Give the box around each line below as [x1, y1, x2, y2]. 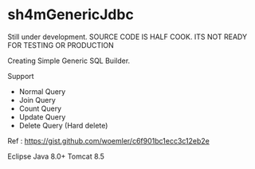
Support [7, 71, 34, 81]
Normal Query [18, 86, 66, 96]
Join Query [18, 95, 57, 104]
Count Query [18, 104, 61, 113]
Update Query [18, 112, 66, 121]
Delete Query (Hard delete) [18, 120, 108, 130]
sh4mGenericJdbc [7, 6, 135, 24]
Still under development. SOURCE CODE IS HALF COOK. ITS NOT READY [7, 32, 248, 41]
